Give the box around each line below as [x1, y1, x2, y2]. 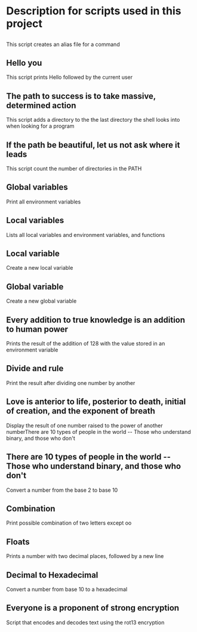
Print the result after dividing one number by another [6, 379, 136, 386]
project [6, 17, 43, 30]
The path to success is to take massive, [6, 91, 156, 101]
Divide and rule [6, 363, 64, 374]
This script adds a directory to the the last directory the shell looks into [6, 116, 180, 124]
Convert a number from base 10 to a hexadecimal [6, 585, 128, 593]
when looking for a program [6, 122, 75, 130]
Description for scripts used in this [6, 4, 181, 18]
